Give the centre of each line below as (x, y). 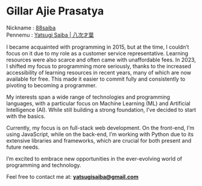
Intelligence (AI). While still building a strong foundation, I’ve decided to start (101, 110)
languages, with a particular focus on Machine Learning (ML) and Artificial (99, 103)
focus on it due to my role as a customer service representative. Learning (97, 53)
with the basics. (26, 116)
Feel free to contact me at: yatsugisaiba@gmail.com (72, 176)
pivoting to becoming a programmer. (52, 85)
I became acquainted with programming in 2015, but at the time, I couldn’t (98, 47)
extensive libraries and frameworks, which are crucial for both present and (99, 140)
